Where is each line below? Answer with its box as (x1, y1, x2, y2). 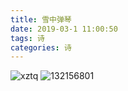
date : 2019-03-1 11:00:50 (10, 24, 118, 34)
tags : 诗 (10, 33, 45, 43)
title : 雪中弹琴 (10, 14, 72, 25)
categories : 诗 (10, 42, 72, 53)
